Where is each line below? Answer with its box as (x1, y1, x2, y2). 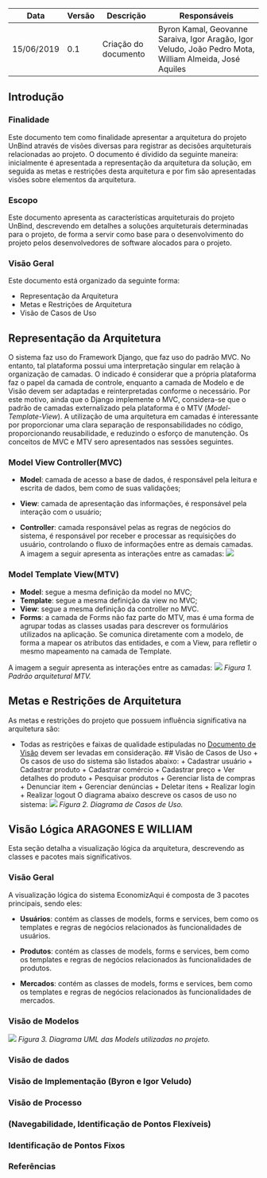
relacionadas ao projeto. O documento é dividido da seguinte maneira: (8, 149, 238, 158)
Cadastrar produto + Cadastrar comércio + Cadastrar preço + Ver (19, 764, 235, 774)
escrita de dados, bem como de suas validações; (19, 483, 181, 493)
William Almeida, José (157, 53, 241, 64)
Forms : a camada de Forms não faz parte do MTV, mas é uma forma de (19, 612, 254, 622)
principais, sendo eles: (8, 899, 83, 908)
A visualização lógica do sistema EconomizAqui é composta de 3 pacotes (8, 890, 250, 899)
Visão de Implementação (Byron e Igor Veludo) (8, 1075, 192, 1086)
